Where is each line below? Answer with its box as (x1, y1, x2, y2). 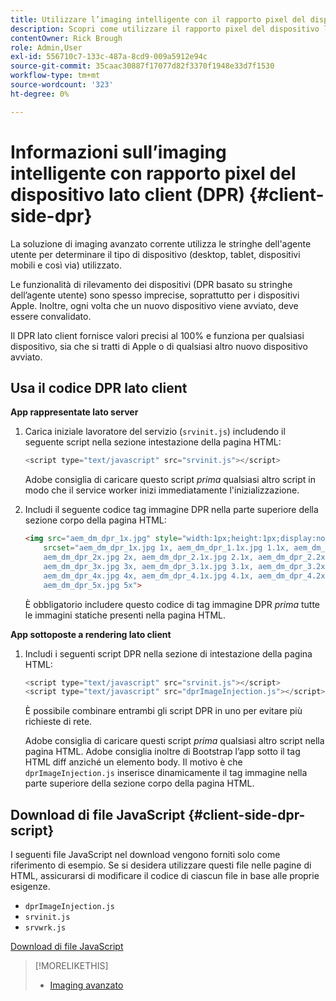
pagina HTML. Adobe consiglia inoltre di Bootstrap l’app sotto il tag (24, 746, 301, 758)
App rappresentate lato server (10, 406, 139, 418)
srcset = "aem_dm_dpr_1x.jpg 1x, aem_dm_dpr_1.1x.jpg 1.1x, (43, 543, 290, 553)
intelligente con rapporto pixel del (10, 162, 297, 185)
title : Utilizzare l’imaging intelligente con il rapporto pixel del (10, 14, 307, 25)
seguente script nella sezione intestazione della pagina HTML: (24, 436, 282, 448)
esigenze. (10, 881, 51, 893)
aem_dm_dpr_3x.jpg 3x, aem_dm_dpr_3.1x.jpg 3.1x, (43, 561, 254, 571)
